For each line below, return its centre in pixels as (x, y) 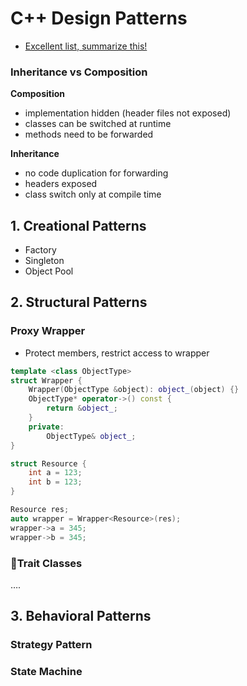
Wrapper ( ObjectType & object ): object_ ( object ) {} (134, 390)
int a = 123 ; (55, 473)
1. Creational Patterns (78, 225)
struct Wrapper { (46, 380)
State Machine (46, 672)
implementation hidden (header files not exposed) (128, 113)
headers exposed (61, 184)
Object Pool (49, 271)
